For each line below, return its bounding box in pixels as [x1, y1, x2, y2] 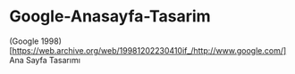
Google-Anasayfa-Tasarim [9, 6, 212, 27]
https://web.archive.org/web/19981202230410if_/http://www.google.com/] [12, 45, 287, 55]
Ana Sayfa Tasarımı [9, 54, 80, 65]
